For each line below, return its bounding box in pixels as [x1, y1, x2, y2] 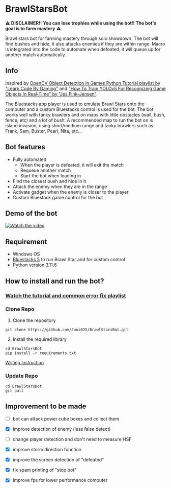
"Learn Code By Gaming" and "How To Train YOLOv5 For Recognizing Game [5, 85, 166, 91]
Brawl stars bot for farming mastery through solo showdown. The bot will [5, 35, 159, 41]
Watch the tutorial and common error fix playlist [5, 292, 126, 299]
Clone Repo [5, 306, 35, 313]
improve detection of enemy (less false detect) [12, 426, 111, 432]
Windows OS [12, 251, 40, 257]
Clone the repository [12, 317, 56, 323]
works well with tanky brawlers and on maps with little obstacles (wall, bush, [5, 111, 166, 118]
